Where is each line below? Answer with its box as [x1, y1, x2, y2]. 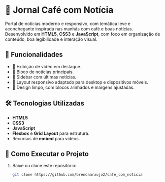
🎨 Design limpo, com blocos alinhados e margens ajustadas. [12, 84, 134, 90]
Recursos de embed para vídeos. [12, 135, 80, 141]
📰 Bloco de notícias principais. [12, 69, 74, 75]
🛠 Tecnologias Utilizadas [5, 99, 85, 107]
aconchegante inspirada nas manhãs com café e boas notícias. [5, 26, 133, 31]
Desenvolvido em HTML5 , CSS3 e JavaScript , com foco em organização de [5, 31, 161, 37]
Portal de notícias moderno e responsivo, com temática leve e [5, 21, 131, 26]
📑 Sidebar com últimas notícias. [12, 74, 77, 80]
